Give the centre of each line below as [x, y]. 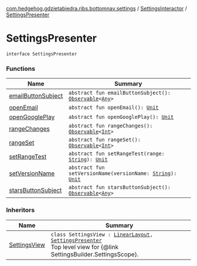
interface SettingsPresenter [42, 54]
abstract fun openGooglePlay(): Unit [121, 117]
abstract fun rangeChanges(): [111, 126]
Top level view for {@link [85, 247]
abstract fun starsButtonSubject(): [120, 187]
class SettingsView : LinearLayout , [102, 234]
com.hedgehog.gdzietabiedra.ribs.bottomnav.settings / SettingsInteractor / [97, 8]
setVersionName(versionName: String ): [123, 173]
